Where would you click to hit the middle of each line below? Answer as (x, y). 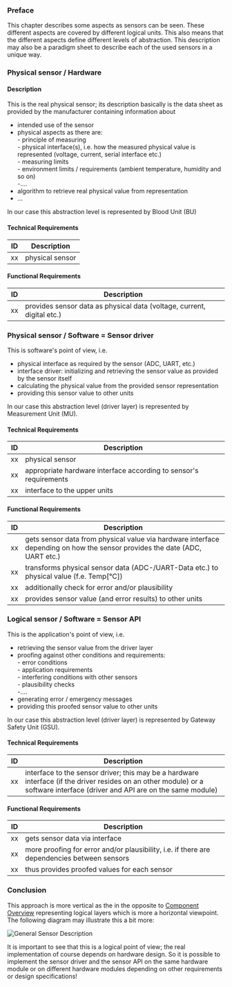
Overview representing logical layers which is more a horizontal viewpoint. (113, 912)
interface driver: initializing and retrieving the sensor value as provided (118, 371)
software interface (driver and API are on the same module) (122, 790)
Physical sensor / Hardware (55, 73)
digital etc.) (43, 314)
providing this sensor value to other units (75, 393)
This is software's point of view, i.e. (57, 350)
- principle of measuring (51, 140)
